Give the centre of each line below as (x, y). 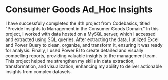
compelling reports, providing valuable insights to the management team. (81, 55)
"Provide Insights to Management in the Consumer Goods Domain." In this (82, 28)
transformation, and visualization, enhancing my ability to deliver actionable (84, 66)
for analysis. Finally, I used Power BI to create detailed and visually (74, 50)
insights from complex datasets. (39, 71)
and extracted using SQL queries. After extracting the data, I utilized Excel (82, 39)
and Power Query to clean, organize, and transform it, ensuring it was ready (84, 45)
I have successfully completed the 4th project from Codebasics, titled (78, 23)
